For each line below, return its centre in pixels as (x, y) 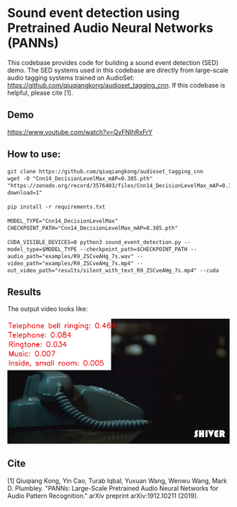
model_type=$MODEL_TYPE (42, 249)
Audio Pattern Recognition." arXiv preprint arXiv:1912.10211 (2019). (103, 496)
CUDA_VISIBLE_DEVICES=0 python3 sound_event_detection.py (94, 242)
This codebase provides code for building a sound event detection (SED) (113, 62)
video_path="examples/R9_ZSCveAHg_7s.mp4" (71, 263)
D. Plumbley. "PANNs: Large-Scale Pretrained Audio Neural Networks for (113, 488)
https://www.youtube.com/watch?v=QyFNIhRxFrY (80, 132)
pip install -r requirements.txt (56, 206)
